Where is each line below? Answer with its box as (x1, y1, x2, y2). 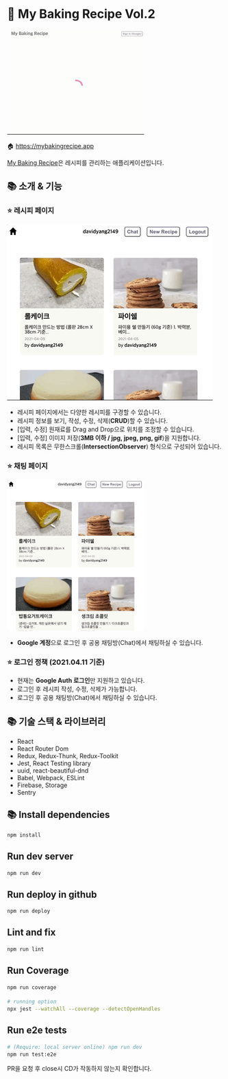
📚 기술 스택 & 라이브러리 (7, 716, 106, 727)
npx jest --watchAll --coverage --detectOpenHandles (7, 1006, 161, 1012)
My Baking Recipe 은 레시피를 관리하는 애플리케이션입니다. (7, 158, 164, 167)
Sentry (16, 788, 36, 797)
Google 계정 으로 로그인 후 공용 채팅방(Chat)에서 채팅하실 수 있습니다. (16, 638, 203, 646)
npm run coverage (7, 984, 57, 991)
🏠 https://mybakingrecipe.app (7, 141, 94, 150)
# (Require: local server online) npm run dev (7, 1043, 142, 1050)
